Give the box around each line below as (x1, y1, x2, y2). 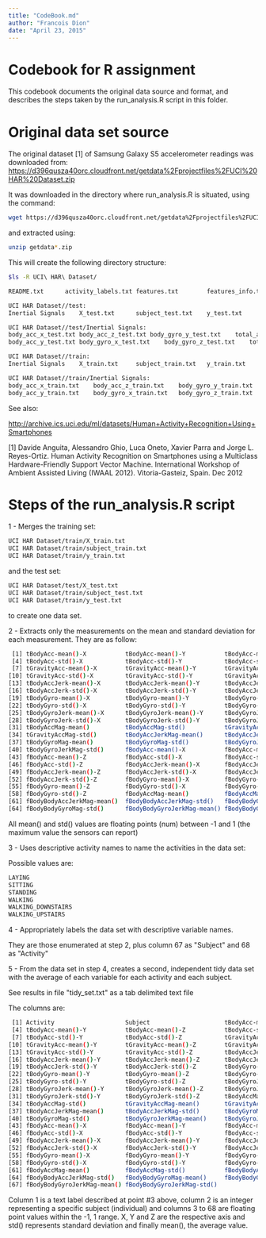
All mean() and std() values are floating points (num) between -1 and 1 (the (8, 819, 251, 829)
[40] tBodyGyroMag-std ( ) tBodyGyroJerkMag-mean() (8, 1114, 207, 1123)
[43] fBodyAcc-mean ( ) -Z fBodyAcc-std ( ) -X (8, 753, 182, 761)
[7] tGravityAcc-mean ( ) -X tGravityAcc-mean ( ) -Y (11, 664, 196, 673)
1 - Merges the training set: (8, 521, 97, 532)
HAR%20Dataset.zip (8, 175, 75, 184)
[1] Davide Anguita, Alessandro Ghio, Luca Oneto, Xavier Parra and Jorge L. (8, 442, 254, 452)
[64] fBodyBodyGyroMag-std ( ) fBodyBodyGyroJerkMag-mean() (8, 805, 222, 813)
